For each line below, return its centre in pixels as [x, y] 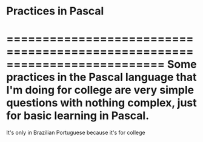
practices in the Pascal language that [101, 77]
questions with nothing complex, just [101, 103]
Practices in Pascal [55, 11]
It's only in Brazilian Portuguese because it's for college [76, 133]
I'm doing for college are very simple [100, 90]
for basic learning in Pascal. [78, 116]
